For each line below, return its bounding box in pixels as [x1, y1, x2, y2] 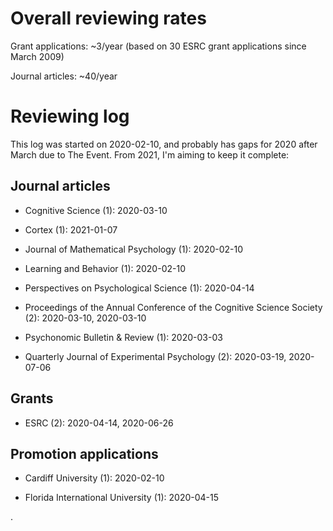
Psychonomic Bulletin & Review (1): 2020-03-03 [24, 331, 223, 343]
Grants [10, 390, 54, 407]
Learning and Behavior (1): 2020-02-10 [24, 262, 186, 274]
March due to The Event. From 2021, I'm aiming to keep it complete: [10, 148, 290, 161]
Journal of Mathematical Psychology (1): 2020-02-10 [24, 243, 244, 255]
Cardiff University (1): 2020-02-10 [24, 472, 165, 484]
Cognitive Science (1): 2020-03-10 [24, 204, 168, 216]
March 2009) [10, 50, 65, 62]
